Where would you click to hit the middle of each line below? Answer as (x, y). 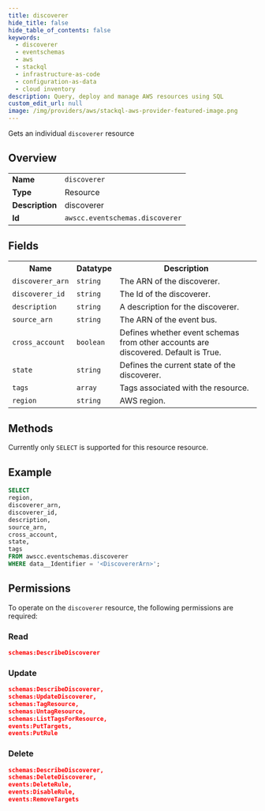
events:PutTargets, (40, 726)
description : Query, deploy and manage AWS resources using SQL (116, 96)
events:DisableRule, (42, 792)
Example (30, 472)
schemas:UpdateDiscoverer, (52, 697)
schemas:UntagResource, (47, 712)
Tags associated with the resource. (185, 388)
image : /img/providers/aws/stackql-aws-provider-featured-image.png (123, 111)
